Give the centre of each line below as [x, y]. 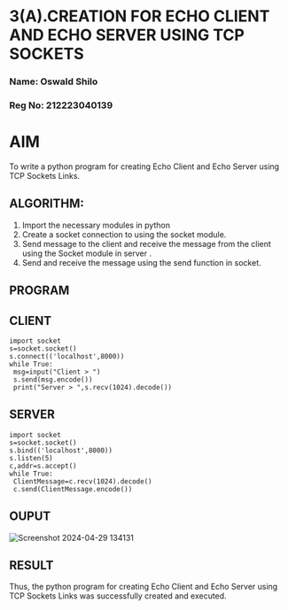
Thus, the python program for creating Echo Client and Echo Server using [144, 587]
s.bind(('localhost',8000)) [61, 450]
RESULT [31, 565]
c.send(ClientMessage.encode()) [73, 489]
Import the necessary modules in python [96, 225]
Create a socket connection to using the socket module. [124, 234]
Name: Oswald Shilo [54, 81]
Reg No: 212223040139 [61, 105]
